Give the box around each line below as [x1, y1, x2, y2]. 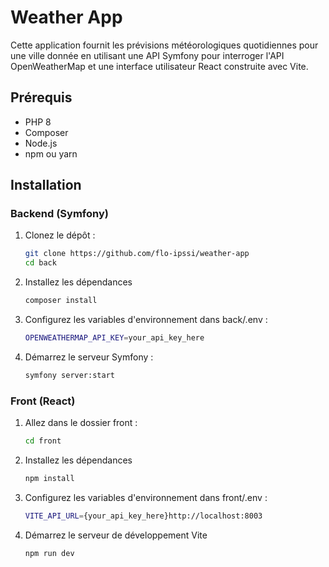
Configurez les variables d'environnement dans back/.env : [24, 314, 268, 326]
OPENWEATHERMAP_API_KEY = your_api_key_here [24, 333, 205, 343]
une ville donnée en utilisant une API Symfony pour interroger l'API [10, 49, 285, 61]
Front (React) [10, 394, 76, 408]
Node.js [24, 137, 58, 149]
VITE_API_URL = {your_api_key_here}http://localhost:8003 [24, 511, 263, 521]
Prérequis [10, 89, 73, 106]
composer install [24, 296, 98, 306]
